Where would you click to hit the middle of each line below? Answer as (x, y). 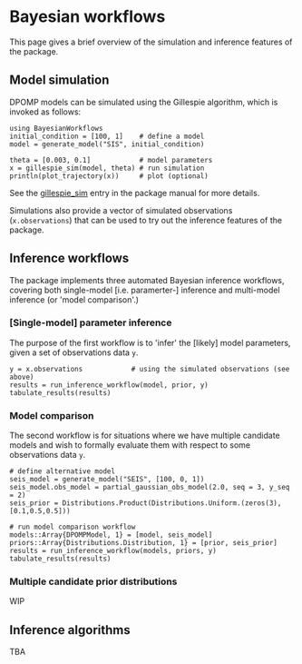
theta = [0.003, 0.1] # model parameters (111, 160)
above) (22, 377)
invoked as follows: (45, 112)
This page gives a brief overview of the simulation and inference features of (151, 42)
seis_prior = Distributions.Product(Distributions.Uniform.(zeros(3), (146, 503)
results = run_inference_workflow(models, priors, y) (113, 551)
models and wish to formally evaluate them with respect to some (130, 445)
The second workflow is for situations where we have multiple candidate (145, 436)
